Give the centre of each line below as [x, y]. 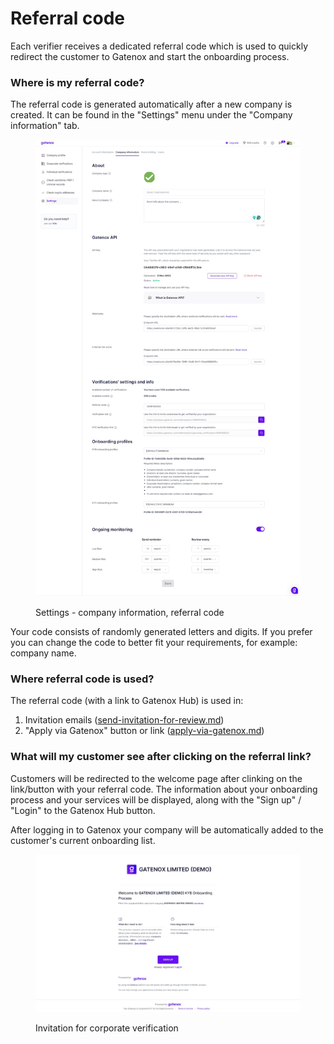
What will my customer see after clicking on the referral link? [161, 757]
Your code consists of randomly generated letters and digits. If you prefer [161, 632]
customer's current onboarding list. [83, 840]
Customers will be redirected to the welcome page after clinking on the [156, 778]
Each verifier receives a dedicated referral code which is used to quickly [159, 46]
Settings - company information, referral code [130, 613]
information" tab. [45, 126]
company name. [43, 653]
